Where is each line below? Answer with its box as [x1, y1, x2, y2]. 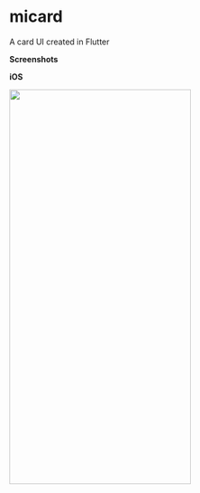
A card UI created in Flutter [9, 36, 110, 47]
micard [9, 6, 63, 27]
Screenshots [9, 53, 59, 64]
